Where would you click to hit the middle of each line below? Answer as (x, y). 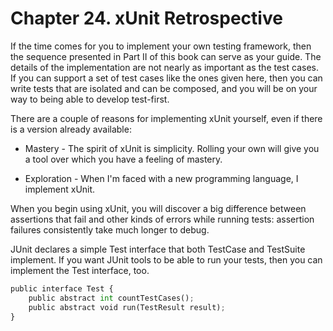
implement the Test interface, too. (80, 270)
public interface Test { (62, 288)
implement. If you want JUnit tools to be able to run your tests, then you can (166, 259)
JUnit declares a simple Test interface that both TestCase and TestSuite (158, 249)
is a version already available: (71, 129)
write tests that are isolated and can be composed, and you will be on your (164, 88)
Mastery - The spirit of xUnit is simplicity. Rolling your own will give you (172, 148)
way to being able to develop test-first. (90, 99)
